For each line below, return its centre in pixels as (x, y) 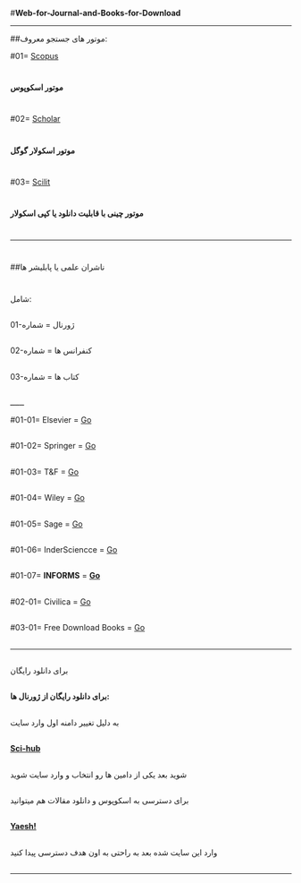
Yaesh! (23, 827)
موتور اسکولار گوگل (42, 150)
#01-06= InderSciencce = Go (64, 550)
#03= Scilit (30, 182)
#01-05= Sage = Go (46, 524)
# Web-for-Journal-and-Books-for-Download (96, 13)
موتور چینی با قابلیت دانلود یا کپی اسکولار (77, 213)
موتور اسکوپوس (37, 88)
